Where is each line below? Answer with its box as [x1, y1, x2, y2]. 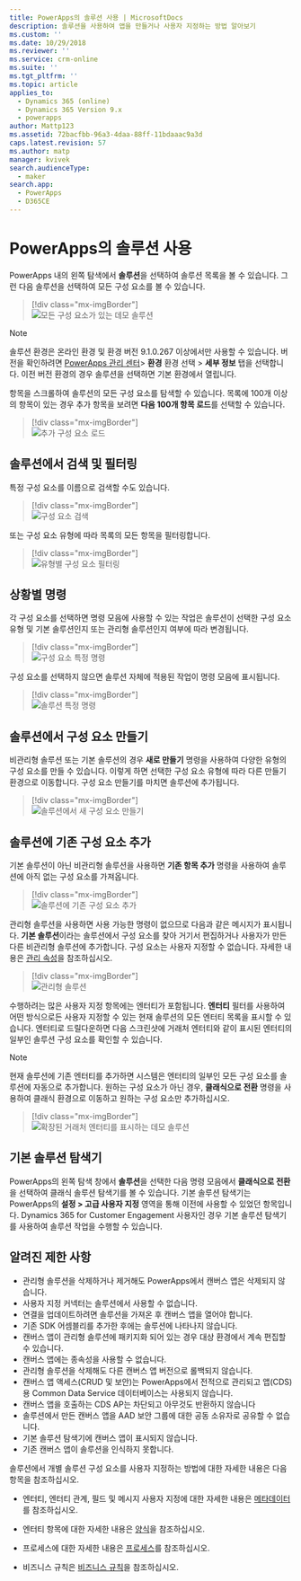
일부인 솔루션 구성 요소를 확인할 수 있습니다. [9, 1034, 164, 1045]
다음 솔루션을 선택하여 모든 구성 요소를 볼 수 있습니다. [18, 280, 206, 292]
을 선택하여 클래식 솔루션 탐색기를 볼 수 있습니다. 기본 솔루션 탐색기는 [9, 1187, 252, 1197]
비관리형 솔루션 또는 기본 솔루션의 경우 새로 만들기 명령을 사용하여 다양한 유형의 [9, 755, 288, 765]
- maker [17, 172, 47, 181]
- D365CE [17, 197, 50, 207]
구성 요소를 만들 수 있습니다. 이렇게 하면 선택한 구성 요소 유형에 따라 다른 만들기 [9, 765, 288, 777]
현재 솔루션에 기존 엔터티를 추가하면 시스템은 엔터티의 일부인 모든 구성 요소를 [9, 1071, 279, 1082]
